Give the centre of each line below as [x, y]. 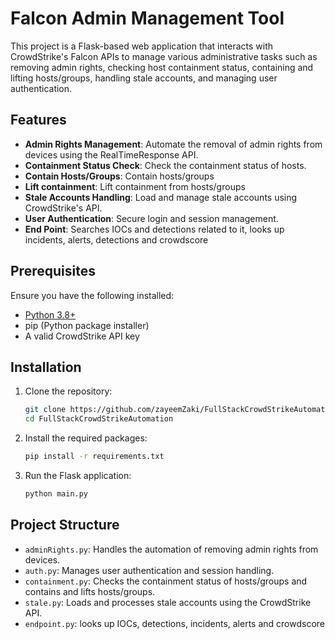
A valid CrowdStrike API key [82, 336]
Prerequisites [53, 271]
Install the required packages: [86, 438]
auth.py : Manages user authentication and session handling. [149, 570]
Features [38, 120]
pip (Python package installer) [87, 325]
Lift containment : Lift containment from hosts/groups [135, 186]
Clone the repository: [68, 391]
